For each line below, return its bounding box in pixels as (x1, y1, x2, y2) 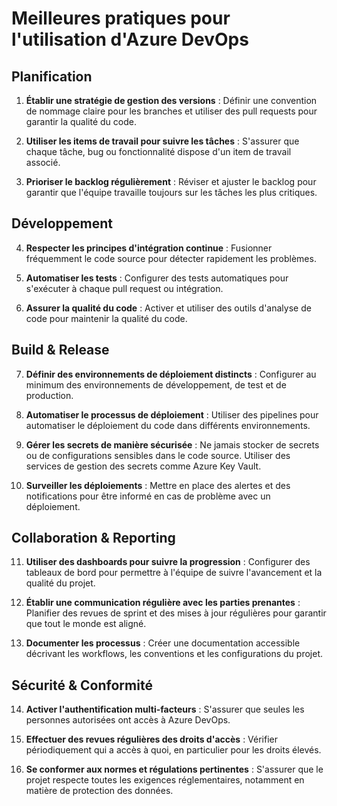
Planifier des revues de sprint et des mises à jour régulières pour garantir (25, 607, 327, 619)
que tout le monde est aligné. (25, 618, 147, 630)
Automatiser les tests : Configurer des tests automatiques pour (25, 272, 289, 284)
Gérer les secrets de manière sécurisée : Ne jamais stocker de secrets (25, 438, 320, 451)
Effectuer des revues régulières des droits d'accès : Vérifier (25, 733, 279, 746)
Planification (11, 68, 93, 85)
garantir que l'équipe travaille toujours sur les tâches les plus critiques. (25, 187, 318, 198)
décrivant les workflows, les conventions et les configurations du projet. (25, 648, 324, 660)
